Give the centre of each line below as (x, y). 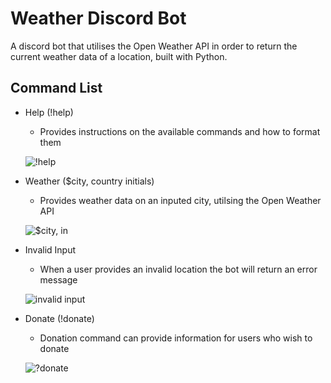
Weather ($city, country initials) (89, 181)
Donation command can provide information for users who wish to (176, 338)
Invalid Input (50, 249)
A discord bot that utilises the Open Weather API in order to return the (154, 46)
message (58, 279)
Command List (56, 88)
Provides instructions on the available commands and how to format (180, 131)
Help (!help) (49, 112)
